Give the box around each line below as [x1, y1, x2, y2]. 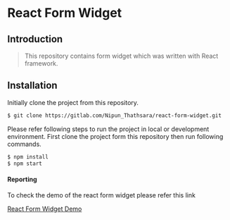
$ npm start [7, 160, 42, 167]
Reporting [7, 175, 37, 184]
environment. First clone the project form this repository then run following [7, 132, 224, 140]
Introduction [7, 33, 63, 45]
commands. [7, 140, 42, 148]
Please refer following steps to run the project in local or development [7, 125, 210, 133]
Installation [7, 80, 58, 92]
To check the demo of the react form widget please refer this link [7, 190, 196, 199]
